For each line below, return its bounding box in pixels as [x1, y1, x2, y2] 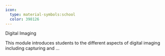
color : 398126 [10, 16, 39, 21]
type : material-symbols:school [10, 12, 76, 17]
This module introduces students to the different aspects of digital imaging [5, 40, 160, 46]
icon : [5, 7, 17, 12]
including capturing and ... [5, 45, 60, 51]
